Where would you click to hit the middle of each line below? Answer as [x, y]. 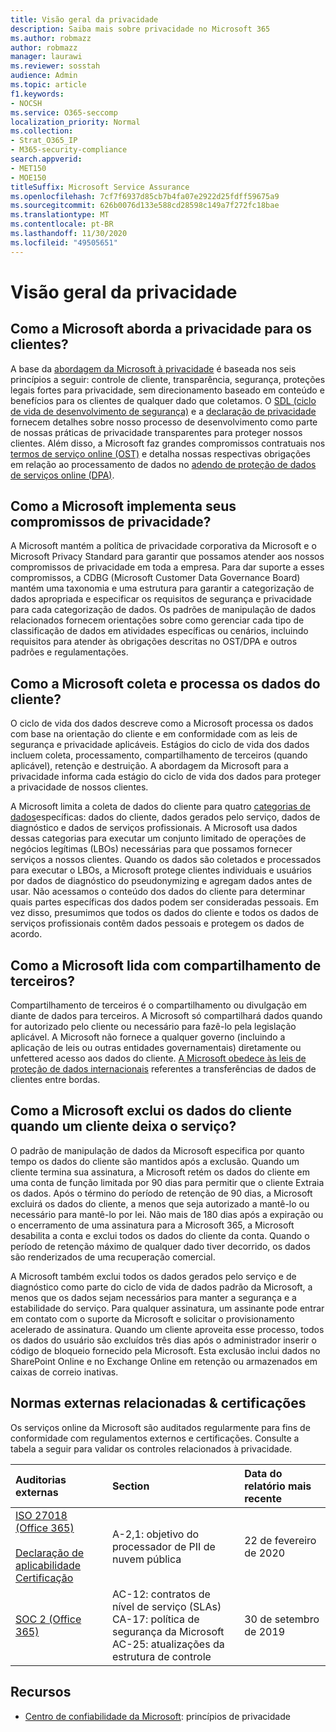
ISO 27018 [41, 1515]
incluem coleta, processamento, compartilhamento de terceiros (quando [159, 755]
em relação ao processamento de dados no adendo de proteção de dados [163, 464]
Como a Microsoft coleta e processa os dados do [165, 683]
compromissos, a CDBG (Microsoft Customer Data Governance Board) [155, 578]
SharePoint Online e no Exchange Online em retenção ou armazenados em [164, 1361]
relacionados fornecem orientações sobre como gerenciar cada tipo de [157, 620]
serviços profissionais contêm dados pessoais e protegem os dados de [157, 923]
